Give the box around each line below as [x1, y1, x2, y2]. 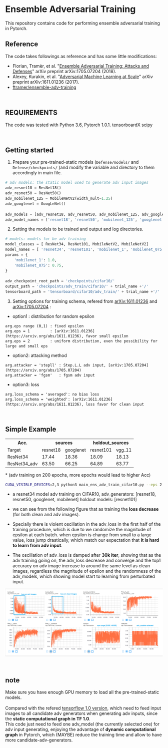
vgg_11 [115, 447, 132, 453]
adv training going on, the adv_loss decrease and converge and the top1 [12, 557, 161, 564]
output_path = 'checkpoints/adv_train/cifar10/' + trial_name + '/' [5, 284, 149, 289]
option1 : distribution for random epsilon [12, 313, 95, 319]
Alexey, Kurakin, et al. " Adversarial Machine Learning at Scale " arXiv [12, 74, 153, 80]
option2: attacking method [12, 352, 67, 358]
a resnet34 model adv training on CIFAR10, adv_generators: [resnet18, [12, 491, 156, 497]
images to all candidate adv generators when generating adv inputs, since [5, 710, 158, 716]
